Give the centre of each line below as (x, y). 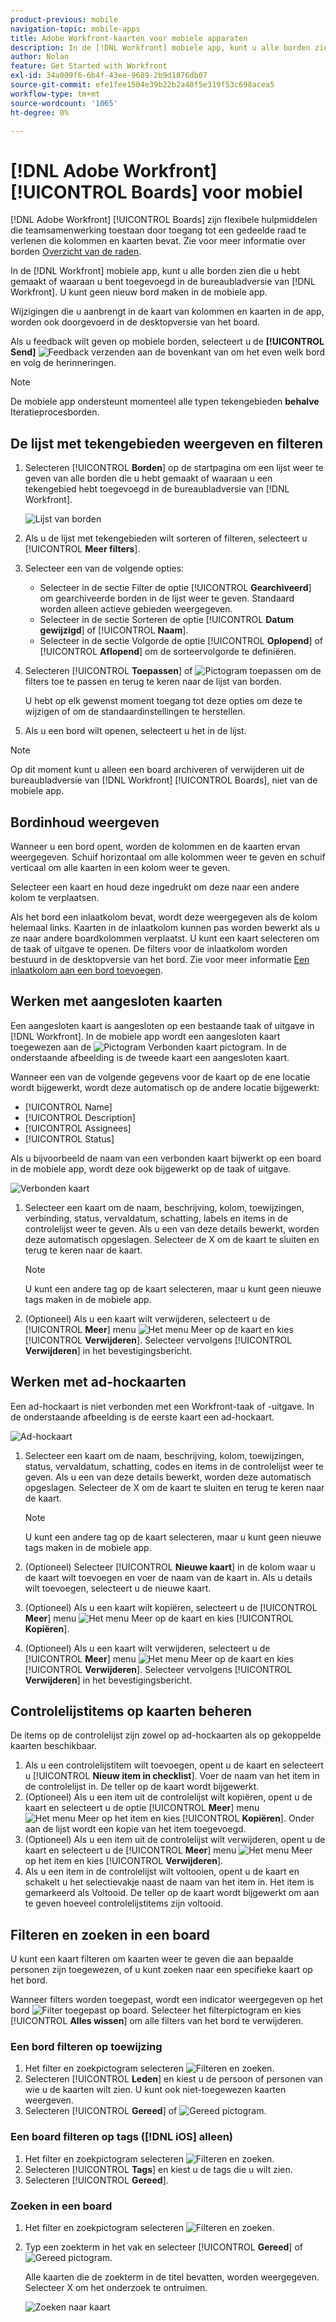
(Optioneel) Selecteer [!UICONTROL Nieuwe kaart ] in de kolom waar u (170, 1567)
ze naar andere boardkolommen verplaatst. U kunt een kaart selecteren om (165, 938)
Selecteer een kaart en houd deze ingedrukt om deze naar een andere (155, 887)
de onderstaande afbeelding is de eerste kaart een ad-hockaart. (142, 1417)
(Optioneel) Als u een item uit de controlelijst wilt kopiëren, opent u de (168, 1797)
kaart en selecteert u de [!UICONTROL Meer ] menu (130, 1850)
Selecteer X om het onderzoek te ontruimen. (116, 2288)
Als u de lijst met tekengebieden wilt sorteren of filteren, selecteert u (166, 538)
